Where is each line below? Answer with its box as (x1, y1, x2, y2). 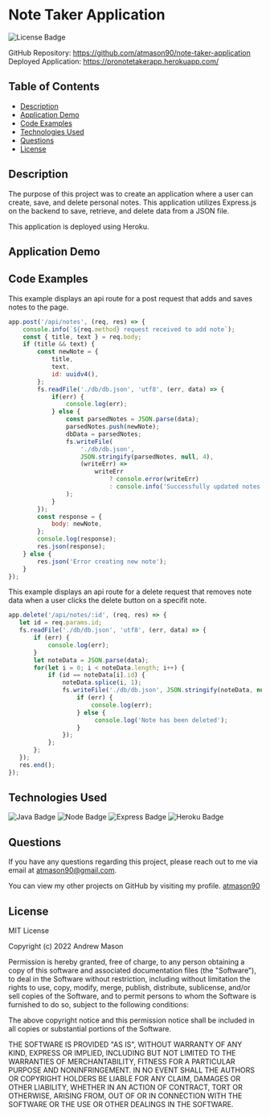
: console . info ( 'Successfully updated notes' (108, 483, 264, 491)
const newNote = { (37, 348, 99, 356)
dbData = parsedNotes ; (65, 429, 142, 438)
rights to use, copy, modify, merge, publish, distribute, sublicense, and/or (8, 983, 251, 993)
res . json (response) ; (37, 542, 106, 551)
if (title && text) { (22, 340, 95, 348)
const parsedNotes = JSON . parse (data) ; (65, 415, 199, 424)
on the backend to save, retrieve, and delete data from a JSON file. (8, 205, 230, 215)
